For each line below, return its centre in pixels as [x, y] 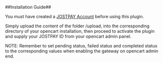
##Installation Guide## [28, 7]
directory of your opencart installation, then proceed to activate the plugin [80, 31]
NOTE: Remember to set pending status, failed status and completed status [81, 46]
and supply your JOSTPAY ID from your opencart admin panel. [68, 36]
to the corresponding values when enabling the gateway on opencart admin [82, 51]
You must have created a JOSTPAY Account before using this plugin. [74, 16]
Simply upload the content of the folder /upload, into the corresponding [77, 26]
